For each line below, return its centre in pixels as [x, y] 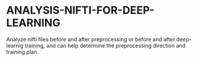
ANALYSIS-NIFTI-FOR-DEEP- [80, 10]
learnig [15, 46]
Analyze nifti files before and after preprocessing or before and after [91, 39]
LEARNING [33, 23]
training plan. [23, 52]
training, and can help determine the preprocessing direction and [105, 46]
